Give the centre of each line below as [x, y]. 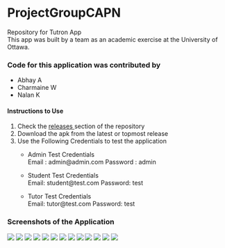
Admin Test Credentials [61, 155]
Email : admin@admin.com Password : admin [92, 162]
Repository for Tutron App [44, 32]
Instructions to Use [35, 111]
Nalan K [28, 95]
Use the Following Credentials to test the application [92, 141]
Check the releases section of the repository [81, 126]
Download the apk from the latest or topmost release [93, 134]
